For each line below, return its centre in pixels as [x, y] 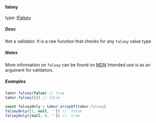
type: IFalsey [18, 18]
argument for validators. [29, 70]
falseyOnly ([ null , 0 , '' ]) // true [42, 116]
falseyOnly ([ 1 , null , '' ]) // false [44, 111]
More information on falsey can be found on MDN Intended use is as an [78, 65]
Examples [15, 81]
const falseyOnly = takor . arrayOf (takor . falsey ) [56, 106]
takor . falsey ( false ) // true [35, 93]
